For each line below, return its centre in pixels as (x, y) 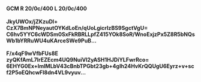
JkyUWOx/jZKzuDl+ (32, 22)
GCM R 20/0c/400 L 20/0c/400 (46, 8)
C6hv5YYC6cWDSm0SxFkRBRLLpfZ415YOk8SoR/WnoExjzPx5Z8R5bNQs (100, 34)
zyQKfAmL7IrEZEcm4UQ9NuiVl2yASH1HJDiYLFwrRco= (78, 60)
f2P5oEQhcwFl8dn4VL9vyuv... (46, 72)
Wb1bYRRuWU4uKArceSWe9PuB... (52, 41)
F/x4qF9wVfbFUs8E (32, 53)
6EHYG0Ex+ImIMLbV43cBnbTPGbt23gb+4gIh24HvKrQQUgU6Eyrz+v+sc (100, 66)
